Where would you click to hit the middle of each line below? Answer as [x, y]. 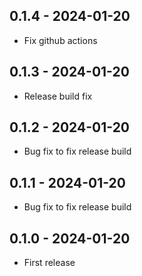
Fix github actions [60, 40]
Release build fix [58, 96]
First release [49, 263]
